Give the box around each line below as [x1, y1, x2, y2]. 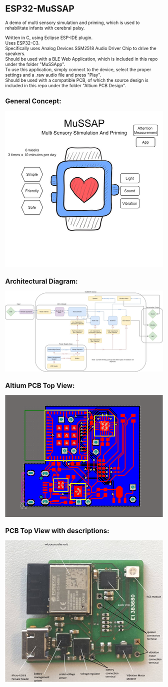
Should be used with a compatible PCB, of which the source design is [5, 77, 148, 83]
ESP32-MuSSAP [5, 3, 75, 15]
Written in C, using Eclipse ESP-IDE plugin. [5, 35, 93, 41]
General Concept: [5, 97, 61, 106]
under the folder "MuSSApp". [5, 61, 65, 67]
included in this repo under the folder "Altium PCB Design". [5, 82, 126, 88]
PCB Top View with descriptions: [5, 527, 109, 535]
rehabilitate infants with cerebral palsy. [5, 25, 85, 31]
